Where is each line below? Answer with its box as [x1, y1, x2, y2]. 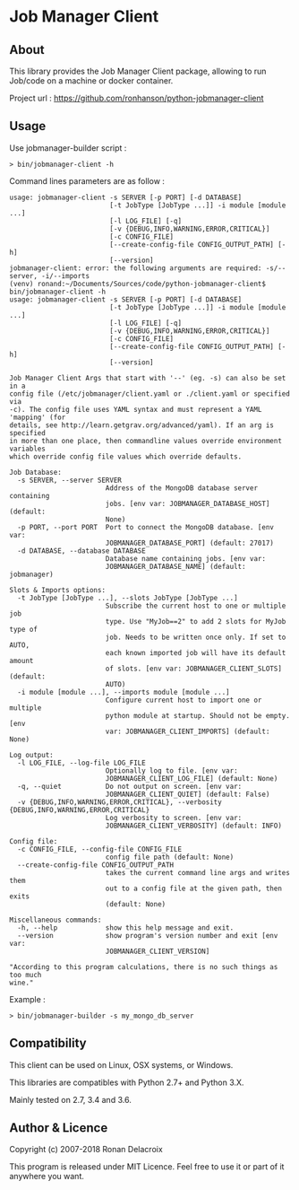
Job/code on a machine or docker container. [9, 75, 174, 86]
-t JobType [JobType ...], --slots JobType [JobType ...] [17, 593, 239, 602]
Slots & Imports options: [9, 585, 106, 594]
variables [9, 444, 47, 453]
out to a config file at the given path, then [105, 884, 282, 893]
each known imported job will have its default [105, 648, 286, 657]
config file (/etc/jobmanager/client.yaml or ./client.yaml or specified [9, 389, 291, 398]
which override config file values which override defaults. [9, 451, 243, 461]
